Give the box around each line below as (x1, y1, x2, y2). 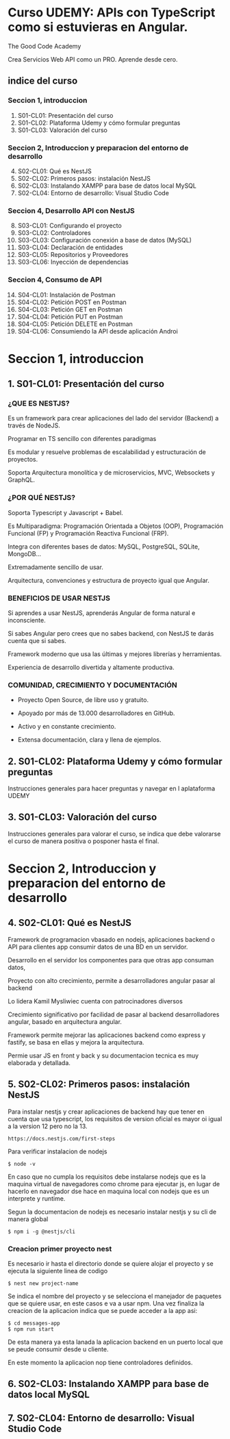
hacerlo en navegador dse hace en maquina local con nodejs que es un (8, 1187, 209, 1195)
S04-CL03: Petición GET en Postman (17, 305, 123, 313)
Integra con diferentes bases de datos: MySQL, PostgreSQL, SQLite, (8, 542, 201, 551)
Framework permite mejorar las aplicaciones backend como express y (8, 1031, 206, 1039)
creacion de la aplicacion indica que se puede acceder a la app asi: (8, 1307, 198, 1315)
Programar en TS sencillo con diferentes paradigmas (8, 435, 157, 443)
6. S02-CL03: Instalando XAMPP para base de (8, 1378, 209, 1390)
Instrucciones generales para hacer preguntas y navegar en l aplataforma (8, 784, 215, 792)
